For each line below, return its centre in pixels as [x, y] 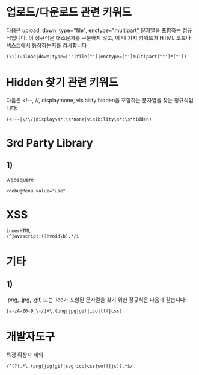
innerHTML [19, 231]
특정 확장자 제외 [25, 355]
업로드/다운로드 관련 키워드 [69, 12]
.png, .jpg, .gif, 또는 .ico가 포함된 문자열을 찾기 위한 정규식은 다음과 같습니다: [96, 300]
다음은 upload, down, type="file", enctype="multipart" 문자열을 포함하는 [94, 30]
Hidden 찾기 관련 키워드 [63, 83]
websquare [20, 180]
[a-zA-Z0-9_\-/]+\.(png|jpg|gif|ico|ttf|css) [64, 311]
